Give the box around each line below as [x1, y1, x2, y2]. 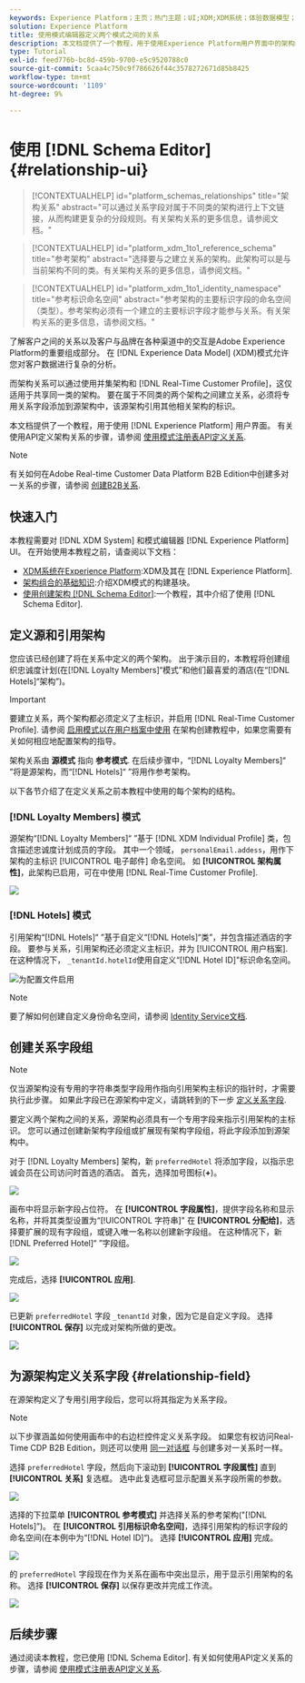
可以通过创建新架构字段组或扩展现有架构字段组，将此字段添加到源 [34, 1125, 282, 1136]
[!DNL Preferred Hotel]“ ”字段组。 [9, 1238, 134, 1249]
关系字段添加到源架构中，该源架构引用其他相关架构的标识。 [16, 401, 241, 412]
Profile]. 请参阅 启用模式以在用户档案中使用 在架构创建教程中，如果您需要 [9, 724, 284, 735]
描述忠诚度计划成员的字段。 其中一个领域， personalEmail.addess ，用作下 [16, 844, 295, 855]
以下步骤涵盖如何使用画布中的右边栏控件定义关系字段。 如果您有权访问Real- [9, 1431, 294, 1442]
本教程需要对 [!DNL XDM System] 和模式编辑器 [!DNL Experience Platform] [9, 535, 290, 546]
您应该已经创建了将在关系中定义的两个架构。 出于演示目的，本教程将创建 [9, 653, 282, 664]
